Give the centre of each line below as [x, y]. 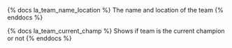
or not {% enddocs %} [39, 38]
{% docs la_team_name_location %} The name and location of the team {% [115, 10]
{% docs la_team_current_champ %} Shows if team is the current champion [116, 31]
